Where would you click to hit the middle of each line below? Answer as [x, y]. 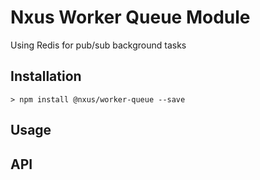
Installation [46, 76]
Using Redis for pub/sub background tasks [98, 45]
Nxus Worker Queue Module [130, 17]
